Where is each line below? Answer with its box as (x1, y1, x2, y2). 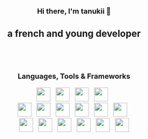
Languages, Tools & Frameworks (17, 71, 131, 81)
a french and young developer (7, 28, 141, 40)
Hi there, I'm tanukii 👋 (36, 6, 112, 16)
